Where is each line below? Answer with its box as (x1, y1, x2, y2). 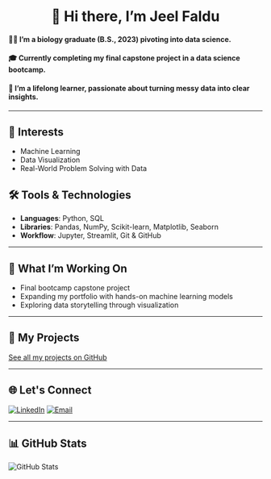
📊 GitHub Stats (8, 437, 87, 451)
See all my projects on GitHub (8, 352, 107, 362)
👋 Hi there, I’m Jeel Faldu (51, 7, 220, 26)
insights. (8, 92, 39, 102)
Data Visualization (19, 155, 81, 165)
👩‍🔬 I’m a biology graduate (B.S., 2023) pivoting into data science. (8, 34, 231, 44)
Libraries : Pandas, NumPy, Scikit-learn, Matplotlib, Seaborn (19, 222, 219, 232)
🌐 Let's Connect (8, 383, 92, 398)
